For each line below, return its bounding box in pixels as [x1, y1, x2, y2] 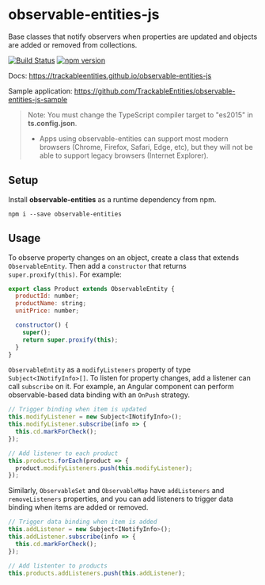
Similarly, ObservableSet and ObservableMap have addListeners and [8, 486, 225, 495]
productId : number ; [15, 292, 80, 300]
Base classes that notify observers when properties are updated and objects [8, 32, 258, 41]
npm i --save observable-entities [8, 210, 123, 218]
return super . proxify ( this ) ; [22, 335, 119, 344]
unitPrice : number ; [15, 307, 80, 315]
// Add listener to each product [8, 449, 119, 457]
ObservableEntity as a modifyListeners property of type [8, 365, 191, 374]
